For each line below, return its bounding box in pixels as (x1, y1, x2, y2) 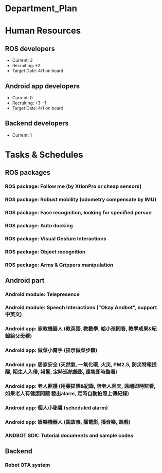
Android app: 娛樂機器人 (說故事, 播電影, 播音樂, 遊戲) (5, 418, 130, 425)
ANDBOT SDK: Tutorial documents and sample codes (5, 432, 134, 438)
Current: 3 (12, 57, 33, 63)
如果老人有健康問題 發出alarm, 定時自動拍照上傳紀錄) (5, 390, 129, 397)
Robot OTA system (5, 461, 50, 468)
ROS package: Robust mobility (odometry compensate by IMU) (5, 196, 157, 203)
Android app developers (5, 82, 80, 90)
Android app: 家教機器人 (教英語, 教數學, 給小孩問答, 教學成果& (5, 326, 152, 332)
